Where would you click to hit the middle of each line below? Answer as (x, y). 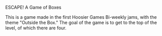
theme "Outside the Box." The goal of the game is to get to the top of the (81, 23)
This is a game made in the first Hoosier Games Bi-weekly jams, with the (81, 17)
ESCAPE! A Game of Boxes (34, 7)
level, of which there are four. (36, 28)
